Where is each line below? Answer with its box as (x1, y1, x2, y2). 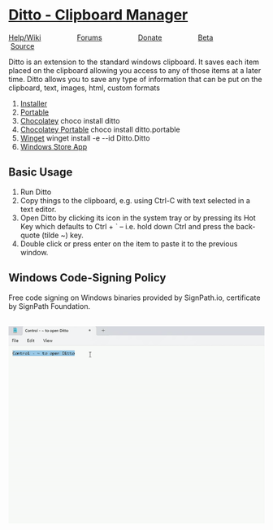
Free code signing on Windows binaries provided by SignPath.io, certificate (8, 293, 261, 302)
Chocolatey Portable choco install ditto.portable (19, 124, 180, 134)
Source (10, 41, 35, 50)
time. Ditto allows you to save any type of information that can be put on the (8, 74, 262, 84)
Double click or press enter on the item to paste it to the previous (19, 238, 238, 249)
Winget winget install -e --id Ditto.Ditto (19, 132, 150, 143)
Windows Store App (19, 141, 88, 151)
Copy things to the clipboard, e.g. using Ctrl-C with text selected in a (19, 195, 250, 205)
